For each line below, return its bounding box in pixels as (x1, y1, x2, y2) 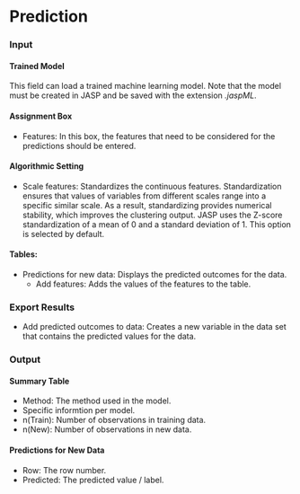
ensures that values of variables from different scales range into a (22, 190, 267, 201)
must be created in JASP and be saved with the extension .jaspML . (9, 90, 258, 101)
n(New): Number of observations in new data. (22, 424, 192, 435)
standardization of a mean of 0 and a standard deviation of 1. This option (22, 218, 292, 230)
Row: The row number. (22, 464, 107, 475)
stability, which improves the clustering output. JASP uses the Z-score (22, 209, 283, 220)
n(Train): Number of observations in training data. (22, 415, 207, 426)
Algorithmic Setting (9, 161, 84, 172)
